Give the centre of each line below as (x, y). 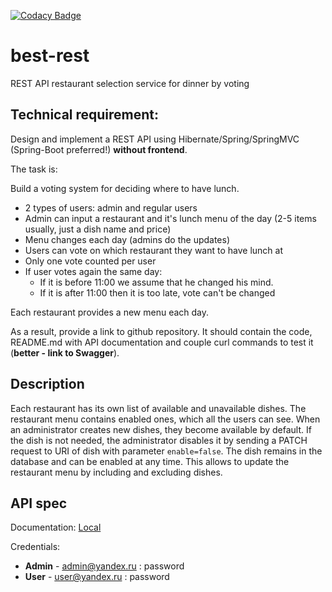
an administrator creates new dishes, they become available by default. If (161, 429)
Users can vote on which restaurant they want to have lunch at (154, 250)
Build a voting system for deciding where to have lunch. (125, 188)
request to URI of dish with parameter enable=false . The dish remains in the (166, 451)
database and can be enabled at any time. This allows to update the (150, 461)
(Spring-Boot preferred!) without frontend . (99, 149)
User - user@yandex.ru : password (97, 577)
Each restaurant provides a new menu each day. (110, 312)
